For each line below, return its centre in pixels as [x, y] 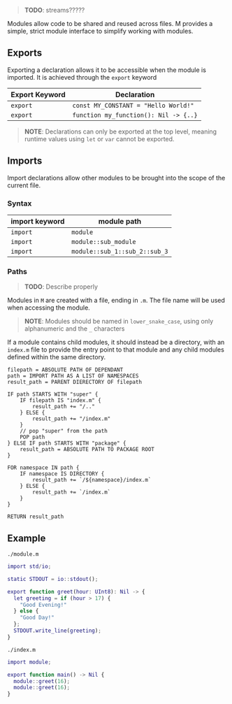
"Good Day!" [37, 618]
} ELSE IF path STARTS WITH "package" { [67, 443]
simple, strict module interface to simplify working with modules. [100, 31]
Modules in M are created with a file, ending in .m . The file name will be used [116, 301]
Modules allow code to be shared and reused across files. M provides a [110, 23]
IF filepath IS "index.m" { [60, 401]
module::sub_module [104, 242]
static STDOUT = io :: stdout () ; [53, 579]
